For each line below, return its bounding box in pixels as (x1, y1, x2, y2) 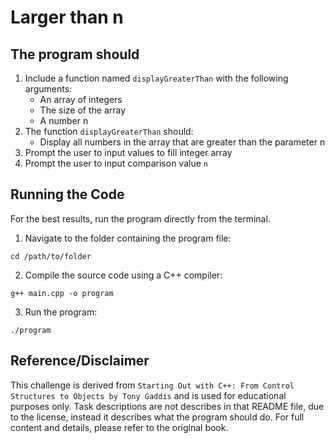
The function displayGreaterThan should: (24, 126, 194, 137)
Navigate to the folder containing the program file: (24, 232, 232, 244)
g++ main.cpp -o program (10, 288, 114, 298)
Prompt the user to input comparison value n (24, 157, 208, 169)
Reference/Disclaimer (10, 352, 150, 370)
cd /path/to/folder (10, 251, 92, 261)
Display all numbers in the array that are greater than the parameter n (39, 136, 326, 148)
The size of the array (39, 104, 127, 116)
